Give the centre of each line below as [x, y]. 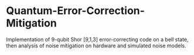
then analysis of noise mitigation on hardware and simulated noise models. [96, 46]
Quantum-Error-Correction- [76, 11]
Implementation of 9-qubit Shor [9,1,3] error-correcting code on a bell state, [97, 39]
